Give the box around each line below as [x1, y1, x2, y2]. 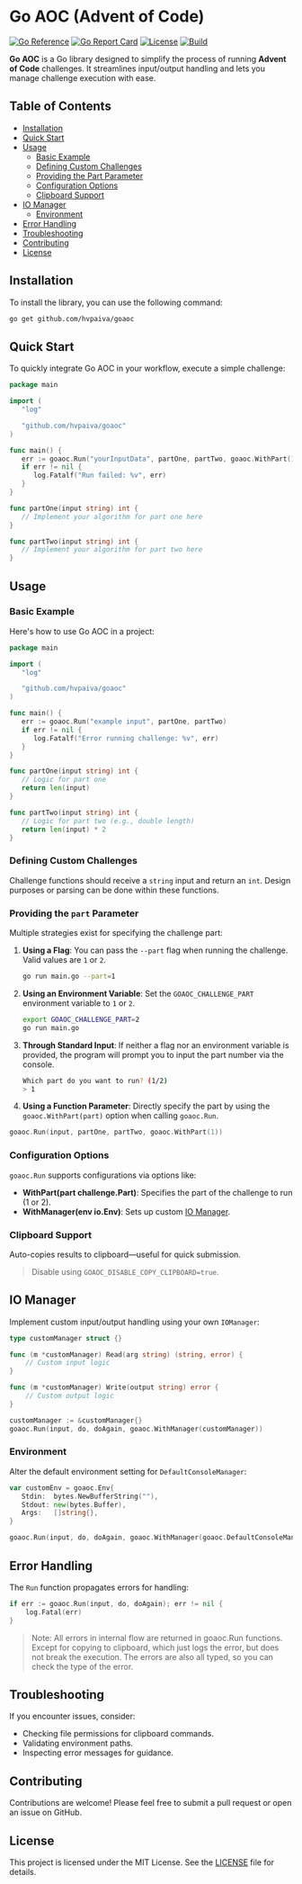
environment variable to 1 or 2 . [22, 997, 136, 1009]
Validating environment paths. [22, 1738, 133, 1749]
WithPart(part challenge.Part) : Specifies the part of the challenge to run [22, 1187, 293, 1198]
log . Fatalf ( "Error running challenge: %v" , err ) [32, 733, 219, 743]
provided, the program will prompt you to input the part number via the [22, 1049, 285, 1060]
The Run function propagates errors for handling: [9, 1582, 189, 1592]
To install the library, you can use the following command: [9, 297, 223, 308]
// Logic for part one [21, 776, 106, 785]
